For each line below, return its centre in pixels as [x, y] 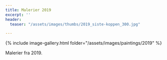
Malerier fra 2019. [24, 53]
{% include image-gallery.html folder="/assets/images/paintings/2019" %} [84, 43]
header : [14, 19]
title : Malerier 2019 [28, 10]
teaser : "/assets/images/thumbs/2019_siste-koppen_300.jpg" [75, 24]
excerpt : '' [18, 15]
